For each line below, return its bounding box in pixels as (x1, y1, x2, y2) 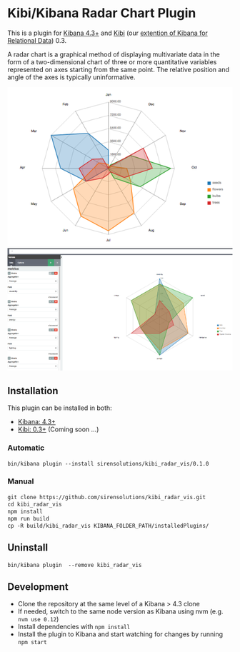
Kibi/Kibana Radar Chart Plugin (7, 5, 196, 21)
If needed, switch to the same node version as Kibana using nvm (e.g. (17, 607, 224, 616)
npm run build (7, 515, 50, 522)
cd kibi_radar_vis (7, 501, 62, 508)
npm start (17, 639, 48, 646)
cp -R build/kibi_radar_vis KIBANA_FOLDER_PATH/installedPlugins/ (7, 522, 209, 529)
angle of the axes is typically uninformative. (7, 73, 136, 81)
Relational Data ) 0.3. (7, 36, 67, 44)
